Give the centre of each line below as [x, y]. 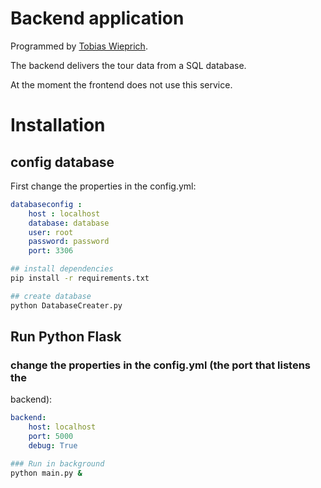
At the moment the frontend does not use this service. [121, 84]
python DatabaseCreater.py [66, 305]
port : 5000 [51, 437]
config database [62, 162]
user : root [51, 232]
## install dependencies [62, 269]
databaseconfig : [46, 204]
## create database [51, 296]
